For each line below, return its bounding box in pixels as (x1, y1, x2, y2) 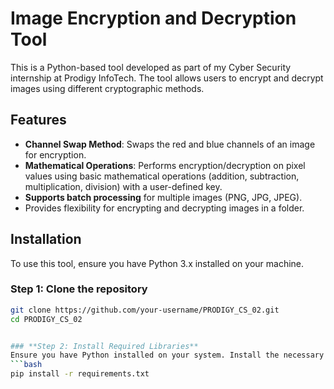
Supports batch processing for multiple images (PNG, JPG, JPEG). (24, 191, 303, 203)
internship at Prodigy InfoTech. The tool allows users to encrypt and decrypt (10, 72, 324, 84)
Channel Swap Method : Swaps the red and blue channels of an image (24, 138, 316, 150)
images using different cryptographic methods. (10, 82, 205, 94)
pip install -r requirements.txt (10, 369, 150, 379)
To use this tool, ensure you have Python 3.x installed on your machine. (10, 257, 305, 269)
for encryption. (24, 148, 87, 161)
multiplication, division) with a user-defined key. (24, 180, 223, 192)
